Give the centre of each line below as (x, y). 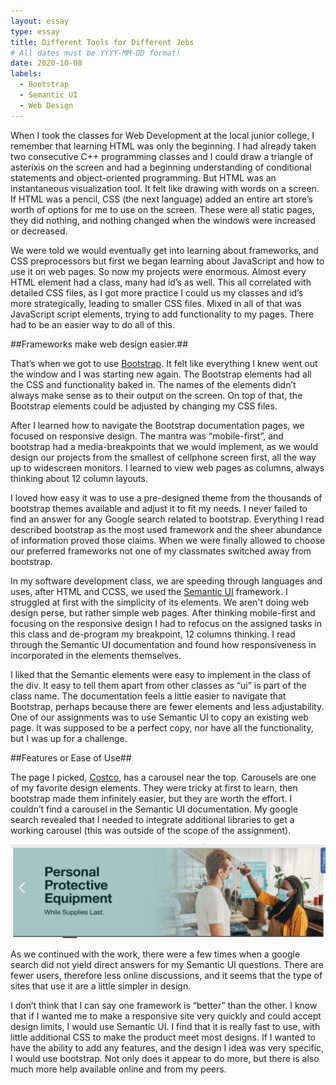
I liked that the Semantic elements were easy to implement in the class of (161, 674)
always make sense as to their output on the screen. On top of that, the (156, 395)
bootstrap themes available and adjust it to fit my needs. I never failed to (159, 508)
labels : (26, 74)
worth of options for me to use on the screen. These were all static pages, (162, 209)
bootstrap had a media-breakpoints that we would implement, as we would (164, 446)
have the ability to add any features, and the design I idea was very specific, (167, 1048)
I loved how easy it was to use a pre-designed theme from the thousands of (166, 497)
